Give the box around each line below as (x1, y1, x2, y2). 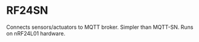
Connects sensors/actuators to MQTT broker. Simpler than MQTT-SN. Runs (6, 23, 194, 31)
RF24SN (6, 4, 48, 17)
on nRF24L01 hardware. (6, 29, 66, 37)
